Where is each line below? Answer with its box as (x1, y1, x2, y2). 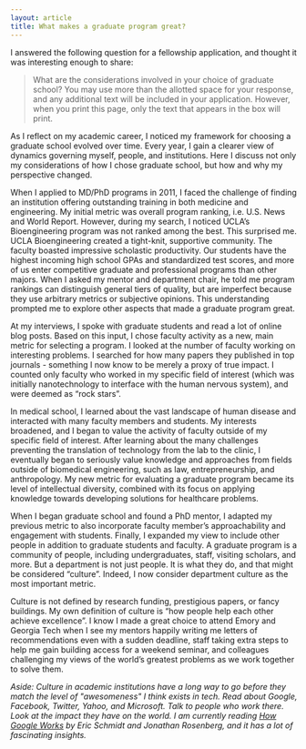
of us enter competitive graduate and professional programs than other (10, 264, 277, 275)
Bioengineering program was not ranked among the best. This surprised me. (10, 225, 297, 237)
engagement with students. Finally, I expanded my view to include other (10, 530, 280, 541)
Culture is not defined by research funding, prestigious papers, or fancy (10, 595, 280, 606)
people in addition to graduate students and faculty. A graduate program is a (10, 539, 298, 551)
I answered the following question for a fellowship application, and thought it (10, 46, 297, 57)
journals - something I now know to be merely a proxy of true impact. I (10, 359, 274, 369)
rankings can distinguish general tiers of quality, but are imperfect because (10, 283, 292, 294)
